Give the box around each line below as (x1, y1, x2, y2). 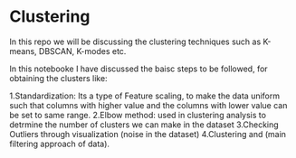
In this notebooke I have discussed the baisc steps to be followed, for (9, 63, 269, 74)
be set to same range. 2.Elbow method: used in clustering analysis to (9, 109, 267, 120)
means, (9, 45, 38, 56)
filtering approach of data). (9, 138, 110, 149)
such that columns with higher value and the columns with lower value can (9, 99, 288, 110)
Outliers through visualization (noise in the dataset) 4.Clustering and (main (9, 128, 287, 139)
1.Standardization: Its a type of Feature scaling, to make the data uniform (9, 90, 281, 101)
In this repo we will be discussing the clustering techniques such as (9, 36, 262, 47)
